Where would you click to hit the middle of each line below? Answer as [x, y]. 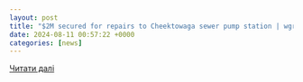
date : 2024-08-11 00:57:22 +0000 [72, 34]
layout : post [34, 18]
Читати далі [32, 68]
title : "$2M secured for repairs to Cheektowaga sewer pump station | [145, 26]
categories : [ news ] [46, 43]
